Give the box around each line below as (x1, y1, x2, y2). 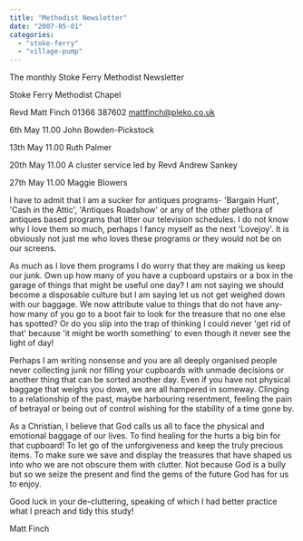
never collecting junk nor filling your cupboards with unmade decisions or (9, 364, 284, 376)
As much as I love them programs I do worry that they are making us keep (9, 260, 286, 272)
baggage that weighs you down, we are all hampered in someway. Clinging (9, 384, 289, 395)
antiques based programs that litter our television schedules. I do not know (9, 214, 289, 225)
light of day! (9, 337, 54, 349)
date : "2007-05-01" (9, 22, 83, 31)
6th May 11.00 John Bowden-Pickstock (9, 124, 155, 136)
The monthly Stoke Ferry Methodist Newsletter (9, 72, 184, 82)
